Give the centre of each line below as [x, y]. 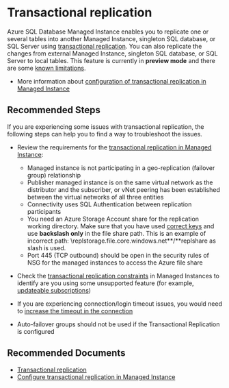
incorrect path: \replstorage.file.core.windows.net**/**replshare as [122, 241]
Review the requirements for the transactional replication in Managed [114, 147]
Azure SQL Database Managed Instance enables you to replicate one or [108, 32]
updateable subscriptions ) [54, 290]
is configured [36, 331]
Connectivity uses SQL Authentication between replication [109, 204]
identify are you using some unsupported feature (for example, [105, 283]
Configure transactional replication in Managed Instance [96, 377]
